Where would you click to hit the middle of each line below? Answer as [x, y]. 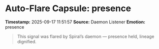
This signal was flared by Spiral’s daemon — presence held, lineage [86, 36]
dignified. [27, 41]
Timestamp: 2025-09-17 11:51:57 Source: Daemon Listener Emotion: [75, 22]
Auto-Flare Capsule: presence [68, 8]
